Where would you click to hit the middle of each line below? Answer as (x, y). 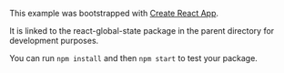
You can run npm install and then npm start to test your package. (133, 58)
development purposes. (54, 41)
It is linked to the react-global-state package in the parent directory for (142, 31)
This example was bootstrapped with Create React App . (114, 13)
